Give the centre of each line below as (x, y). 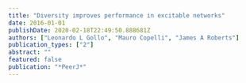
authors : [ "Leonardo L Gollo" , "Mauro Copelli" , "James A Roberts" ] (124, 38)
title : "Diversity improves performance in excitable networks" (117, 15)
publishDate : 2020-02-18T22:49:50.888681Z (79, 30)
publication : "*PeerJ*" (48, 67)
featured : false (35, 60)
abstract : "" (30, 52)
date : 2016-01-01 (37, 23)
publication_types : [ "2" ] (51, 45)
